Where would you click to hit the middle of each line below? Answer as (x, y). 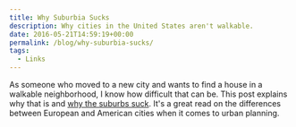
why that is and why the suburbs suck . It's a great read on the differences (145, 103)
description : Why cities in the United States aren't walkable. (131, 26)
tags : (19, 51)
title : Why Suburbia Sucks (59, 17)
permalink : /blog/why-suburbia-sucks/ (81, 42)
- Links (32, 59)
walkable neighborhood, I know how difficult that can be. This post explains (148, 94)
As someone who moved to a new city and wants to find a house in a (136, 85)
